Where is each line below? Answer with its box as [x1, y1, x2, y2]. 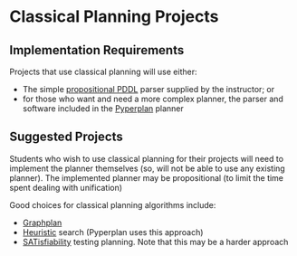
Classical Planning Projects [9, 6, 219, 27]
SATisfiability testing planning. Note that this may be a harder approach [22, 236, 289, 247]
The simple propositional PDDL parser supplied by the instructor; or [22, 84, 274, 94]
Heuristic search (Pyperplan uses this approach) [22, 226, 204, 237]
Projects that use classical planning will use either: [9, 66, 197, 77]
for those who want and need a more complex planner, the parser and [22, 93, 283, 104]
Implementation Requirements [9, 43, 185, 58]
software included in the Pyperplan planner [22, 103, 184, 114]
